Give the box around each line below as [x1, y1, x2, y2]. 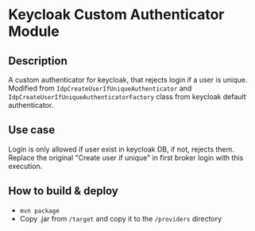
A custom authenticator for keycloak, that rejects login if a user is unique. [8, 75, 248, 84]
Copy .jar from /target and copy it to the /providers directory [19, 214, 222, 223]
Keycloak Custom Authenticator [8, 6, 225, 24]
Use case [8, 123, 56, 137]
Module [8, 22, 60, 40]
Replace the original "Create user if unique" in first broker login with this [8, 152, 244, 162]
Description [8, 54, 68, 67]
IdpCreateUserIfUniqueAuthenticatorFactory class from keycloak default [8, 92, 246, 101]
